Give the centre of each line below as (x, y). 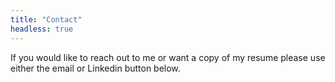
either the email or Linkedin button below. (95, 68)
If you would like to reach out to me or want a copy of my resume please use (168, 57)
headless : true (42, 29)
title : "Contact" (46, 19)
